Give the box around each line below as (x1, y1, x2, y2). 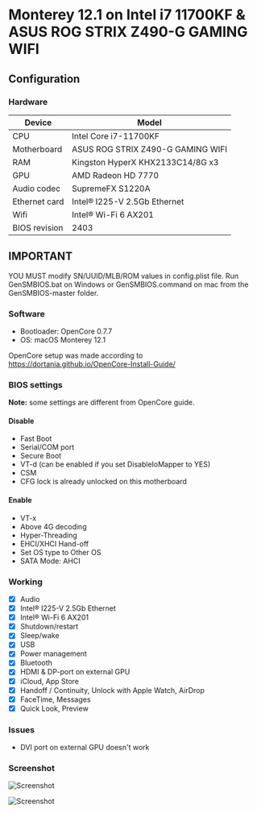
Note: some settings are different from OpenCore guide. (8, 397, 195, 408)
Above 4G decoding (19, 521, 87, 531)
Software (8, 308, 46, 319)
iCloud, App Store (19, 676, 79, 686)
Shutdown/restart (19, 622, 79, 632)
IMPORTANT (8, 250, 73, 263)
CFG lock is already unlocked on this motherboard (19, 477, 187, 487)
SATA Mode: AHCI (19, 556, 81, 566)
